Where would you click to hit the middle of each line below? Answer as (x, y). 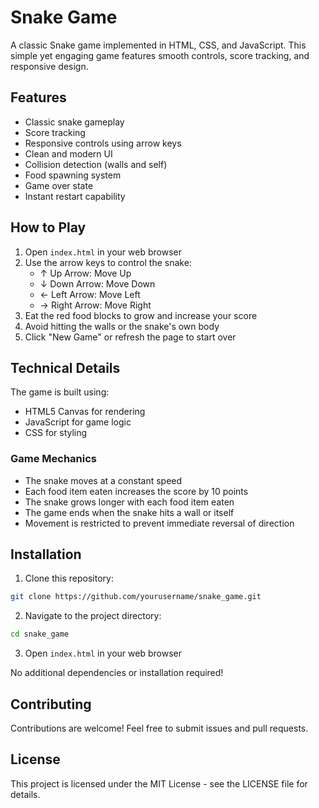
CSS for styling (56, 433)
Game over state (59, 185)
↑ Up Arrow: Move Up (85, 273)
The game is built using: (60, 392)
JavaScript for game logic (78, 422)
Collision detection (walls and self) (96, 164)
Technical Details (65, 367)
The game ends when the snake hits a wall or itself (129, 512)
